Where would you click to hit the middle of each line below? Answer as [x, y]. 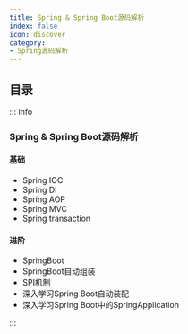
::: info [21, 111]
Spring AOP [43, 199]
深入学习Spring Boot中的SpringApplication [100, 305]
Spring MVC [45, 209]
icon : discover [38, 34]
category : [28, 43]
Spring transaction [56, 219]
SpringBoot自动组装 [59, 271]
